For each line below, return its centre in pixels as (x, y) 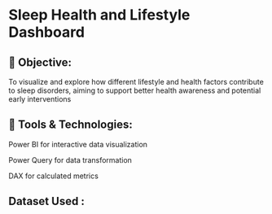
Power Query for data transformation (70, 159)
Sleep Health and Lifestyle (99, 15)
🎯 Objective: (40, 62)
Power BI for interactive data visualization (78, 144)
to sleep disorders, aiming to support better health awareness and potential (135, 90)
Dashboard (47, 32)
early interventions (40, 99)
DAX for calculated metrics (54, 176)
